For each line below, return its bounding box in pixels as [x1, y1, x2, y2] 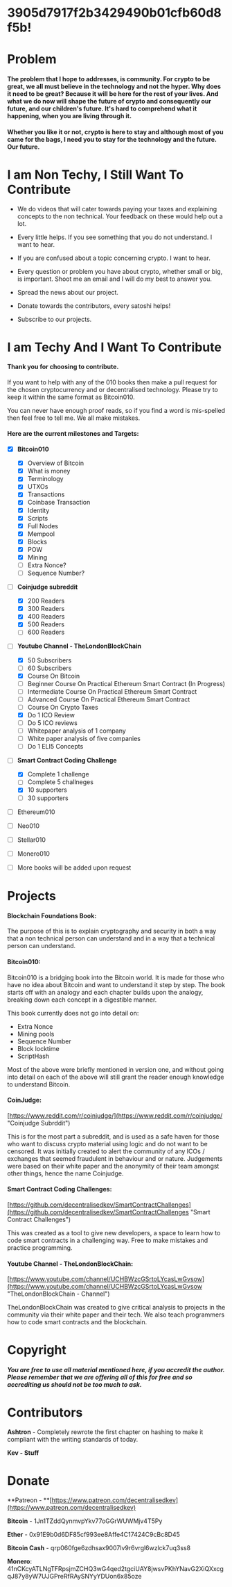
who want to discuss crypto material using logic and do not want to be [7, 1139, 208, 1148]
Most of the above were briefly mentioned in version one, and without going [7, 1065, 224, 1073]
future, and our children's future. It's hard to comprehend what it [7, 104, 197, 113]
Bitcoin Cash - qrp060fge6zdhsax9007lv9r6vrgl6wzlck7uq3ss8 [7, 1543, 191, 1552]
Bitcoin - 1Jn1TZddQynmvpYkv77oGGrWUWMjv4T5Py [7, 1517, 163, 1525]
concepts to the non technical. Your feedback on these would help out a [17, 212, 223, 220]
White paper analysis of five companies [27, 735, 141, 743]
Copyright [7, 1342, 67, 1358]
